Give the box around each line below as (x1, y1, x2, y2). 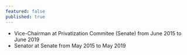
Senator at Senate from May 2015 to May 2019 (13, 42, 127, 49)
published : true (5, 14, 45, 20)
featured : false (5, 8, 45, 14)
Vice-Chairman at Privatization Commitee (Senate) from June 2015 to (13, 30, 182, 36)
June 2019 (13, 36, 40, 43)
